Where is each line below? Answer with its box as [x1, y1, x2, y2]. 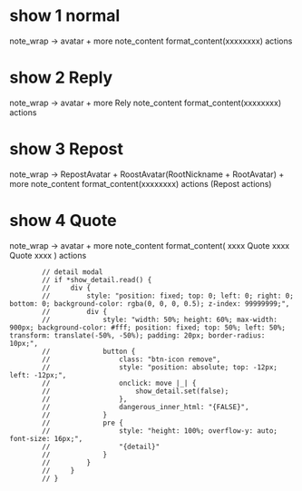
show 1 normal [9, 5, 121, 26]
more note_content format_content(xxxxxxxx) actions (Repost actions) [9, 178, 272, 189]
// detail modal [42, 267, 103, 277]
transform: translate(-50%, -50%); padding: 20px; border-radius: [9, 330, 266, 340]
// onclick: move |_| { [42, 378, 197, 388]
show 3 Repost [9, 139, 124, 160]
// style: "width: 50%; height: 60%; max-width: [42, 315, 278, 324]
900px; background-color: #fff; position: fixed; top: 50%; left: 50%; [9, 323, 286, 332]
